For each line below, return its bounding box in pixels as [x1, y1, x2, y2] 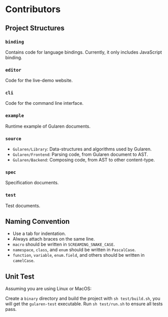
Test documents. [5, 203, 41, 209]
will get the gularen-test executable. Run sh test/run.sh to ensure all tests [5, 301, 163, 307]
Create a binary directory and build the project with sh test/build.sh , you [5, 295, 161, 302]
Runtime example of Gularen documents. [5, 123, 91, 129]
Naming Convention [5, 217, 70, 226]
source [5, 136, 22, 141]
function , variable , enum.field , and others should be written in [12, 252, 145, 258]
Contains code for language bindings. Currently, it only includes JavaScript [5, 49, 162, 55]
